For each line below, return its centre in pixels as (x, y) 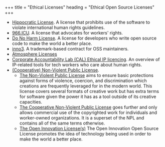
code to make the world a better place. (52, 43)
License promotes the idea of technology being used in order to (85, 134)
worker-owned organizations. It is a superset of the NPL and (82, 118)
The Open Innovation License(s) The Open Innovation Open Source (89, 128)
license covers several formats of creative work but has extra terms (89, 91)
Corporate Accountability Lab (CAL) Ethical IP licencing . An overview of (86, 59)
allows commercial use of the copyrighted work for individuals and (88, 112)
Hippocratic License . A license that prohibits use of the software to (81, 22)
